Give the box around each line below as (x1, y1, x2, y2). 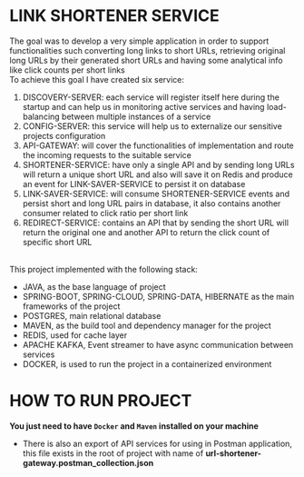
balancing (22, 111, 61, 122)
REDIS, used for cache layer (22, 329, 128, 341)
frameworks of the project (22, 301, 121, 312)
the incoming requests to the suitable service (22, 149, 192, 160)
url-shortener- (205, 447, 261, 459)
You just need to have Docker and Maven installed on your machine (9, 420, 259, 432)
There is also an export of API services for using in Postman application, (22, 438, 293, 449)
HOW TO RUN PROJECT (9, 391, 192, 412)
